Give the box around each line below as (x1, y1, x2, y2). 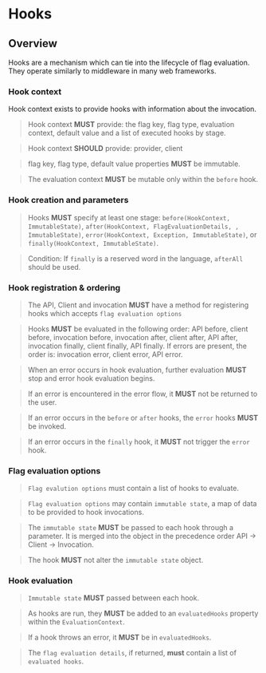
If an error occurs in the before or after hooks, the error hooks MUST (27, 413, 259, 422)
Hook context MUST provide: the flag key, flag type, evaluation (27, 120, 235, 129)
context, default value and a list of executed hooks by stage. (27, 129, 226, 138)
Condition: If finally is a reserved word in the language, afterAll (27, 253, 244, 263)
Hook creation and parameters (8, 195, 129, 206)
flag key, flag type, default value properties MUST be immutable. (27, 159, 241, 168)
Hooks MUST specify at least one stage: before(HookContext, (27, 212, 231, 222)
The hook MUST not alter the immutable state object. (27, 556, 204, 565)
